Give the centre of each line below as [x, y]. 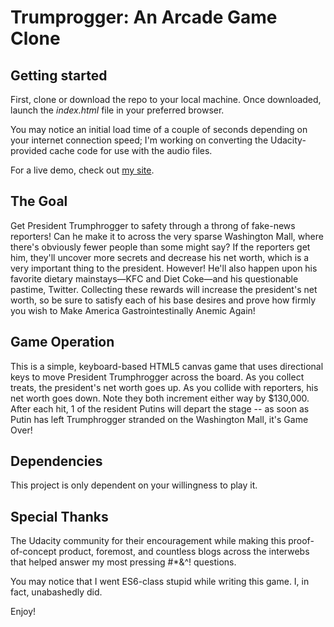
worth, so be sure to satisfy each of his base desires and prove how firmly [163, 300]
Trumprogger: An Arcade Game [144, 17]
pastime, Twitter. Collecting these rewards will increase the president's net [164, 289]
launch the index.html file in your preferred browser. [117, 110]
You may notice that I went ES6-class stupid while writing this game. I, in [160, 582]
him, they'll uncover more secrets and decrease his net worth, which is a [160, 257]
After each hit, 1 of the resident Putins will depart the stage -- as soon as [160, 408]
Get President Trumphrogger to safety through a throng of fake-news [153, 225]
